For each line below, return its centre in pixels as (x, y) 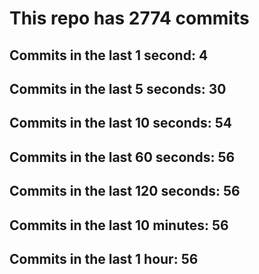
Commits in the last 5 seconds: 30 (118, 88)
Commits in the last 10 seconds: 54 (121, 123)
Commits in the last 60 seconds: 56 (122, 157)
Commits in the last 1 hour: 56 (104, 258)
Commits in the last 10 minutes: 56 (119, 225)
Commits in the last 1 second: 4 (109, 55)
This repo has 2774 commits (129, 18)
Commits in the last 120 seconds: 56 (125, 191)
